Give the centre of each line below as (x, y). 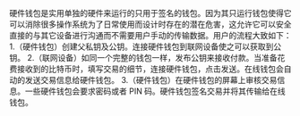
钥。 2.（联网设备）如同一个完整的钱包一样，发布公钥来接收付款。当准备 (143, 58)
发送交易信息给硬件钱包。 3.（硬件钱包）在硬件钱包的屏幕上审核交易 (151, 80)
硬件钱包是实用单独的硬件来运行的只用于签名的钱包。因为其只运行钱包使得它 (150, 13)
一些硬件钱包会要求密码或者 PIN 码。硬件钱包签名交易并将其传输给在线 (155, 91)
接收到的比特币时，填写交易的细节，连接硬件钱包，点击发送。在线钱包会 (150, 69)
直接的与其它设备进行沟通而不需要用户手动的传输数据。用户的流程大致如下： (150, 35)
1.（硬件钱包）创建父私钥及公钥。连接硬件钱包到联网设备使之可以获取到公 (146, 46)
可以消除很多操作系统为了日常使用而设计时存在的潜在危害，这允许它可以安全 (150, 24)
